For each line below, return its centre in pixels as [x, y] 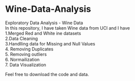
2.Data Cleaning [22, 39]
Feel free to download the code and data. [47, 74]
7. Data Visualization [26, 65]
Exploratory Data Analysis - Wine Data [44, 23]
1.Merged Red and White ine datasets [43, 33]
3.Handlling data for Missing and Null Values [50, 43]
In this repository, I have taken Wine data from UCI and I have [67, 28]
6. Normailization [22, 59]
